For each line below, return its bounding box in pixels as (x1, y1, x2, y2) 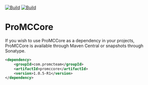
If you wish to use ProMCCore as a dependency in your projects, (5, 37, 135, 43)
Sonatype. (5, 48, 26, 53)
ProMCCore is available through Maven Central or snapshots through (5, 43, 144, 49)
